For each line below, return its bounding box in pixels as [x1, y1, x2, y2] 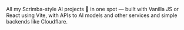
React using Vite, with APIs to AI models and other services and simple [6, 12, 178, 19]
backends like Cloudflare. [6, 18, 68, 25]
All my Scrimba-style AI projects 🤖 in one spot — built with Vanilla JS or [6, 6, 179, 12]
